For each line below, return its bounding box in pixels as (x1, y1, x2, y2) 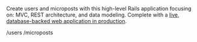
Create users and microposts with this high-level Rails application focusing (6, 5, 192, 12)
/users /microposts (6, 29, 53, 36)
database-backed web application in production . (6, 18, 127, 24)
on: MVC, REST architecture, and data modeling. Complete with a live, (6, 11, 180, 18)
